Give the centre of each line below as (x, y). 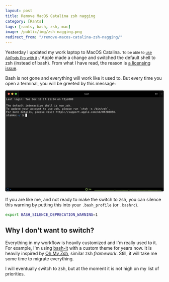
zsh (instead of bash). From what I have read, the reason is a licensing (78, 63)
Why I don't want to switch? (50, 230)
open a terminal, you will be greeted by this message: (61, 83)
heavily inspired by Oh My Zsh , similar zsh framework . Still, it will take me (81, 253)
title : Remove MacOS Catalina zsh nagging (50, 16)
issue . (11, 68)
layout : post (19, 11)
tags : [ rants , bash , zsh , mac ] (38, 27)
